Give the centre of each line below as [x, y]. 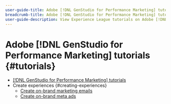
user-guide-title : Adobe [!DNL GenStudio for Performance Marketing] [81, 10]
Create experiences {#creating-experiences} [60, 85]
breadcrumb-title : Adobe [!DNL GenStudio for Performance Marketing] [81, 15]
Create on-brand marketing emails [56, 91]
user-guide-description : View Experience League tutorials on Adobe [79, 19]
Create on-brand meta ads [48, 96]
